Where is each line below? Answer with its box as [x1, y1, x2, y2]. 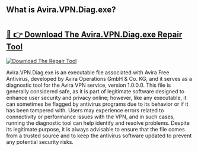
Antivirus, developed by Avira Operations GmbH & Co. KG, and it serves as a [6, 75, 193, 82]
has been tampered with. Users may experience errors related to [6, 107, 164, 114]
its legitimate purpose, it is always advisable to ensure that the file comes [6, 126, 185, 133]
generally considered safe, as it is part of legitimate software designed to [6, 88, 185, 95]
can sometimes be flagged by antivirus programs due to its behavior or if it [6, 100, 189, 108]
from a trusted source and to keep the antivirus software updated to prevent [6, 132, 192, 139]
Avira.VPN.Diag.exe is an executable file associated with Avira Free [6, 69, 170, 76]
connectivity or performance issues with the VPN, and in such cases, [6, 113, 175, 120]
